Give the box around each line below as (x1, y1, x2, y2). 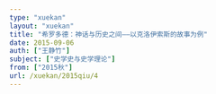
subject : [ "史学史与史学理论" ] (9, 55, 116, 64)
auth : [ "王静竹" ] (9, 47, 70, 56)
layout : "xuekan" (9, 21, 75, 30)
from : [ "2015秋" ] (9, 64, 74, 73)
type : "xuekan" (9, 13, 67, 22)
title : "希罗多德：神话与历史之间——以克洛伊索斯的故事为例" (9, 30, 209, 38)
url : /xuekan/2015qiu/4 (9, 72, 99, 81)
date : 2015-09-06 (9, 38, 75, 47)
